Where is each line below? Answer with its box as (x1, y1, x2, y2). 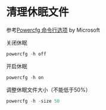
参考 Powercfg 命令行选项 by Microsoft (6, 26, 100, 33)
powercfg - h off (6, 51, 46, 57)
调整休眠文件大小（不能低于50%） (6, 86, 91, 93)
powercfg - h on (6, 74, 44, 81)
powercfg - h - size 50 (6, 98, 60, 104)
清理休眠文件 (6, 5, 70, 19)
